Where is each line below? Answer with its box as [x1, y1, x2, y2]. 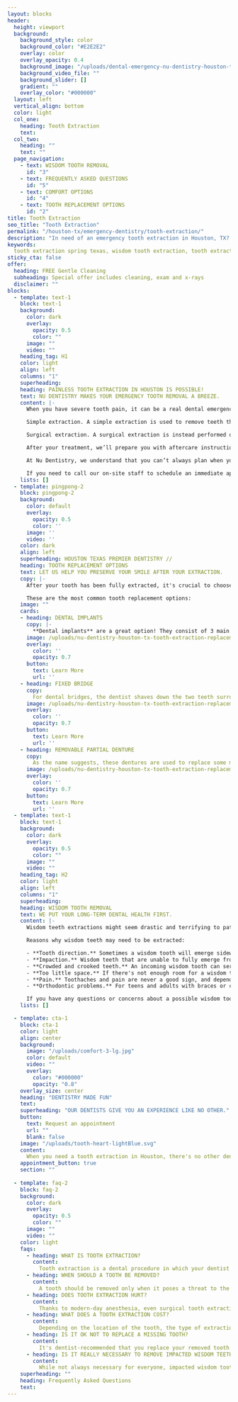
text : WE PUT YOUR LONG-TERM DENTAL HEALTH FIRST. [20, 911, 173, 918]
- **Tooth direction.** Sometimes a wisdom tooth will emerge [25, 950, 214, 957]
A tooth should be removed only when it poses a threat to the [38, 1284, 230, 1292]
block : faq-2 [20, 1186, 59, 1193]
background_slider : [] [20, 76, 87, 84]
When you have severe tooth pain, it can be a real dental [25, 405, 204, 413]
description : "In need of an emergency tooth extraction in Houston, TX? [7, 235, 230, 242]
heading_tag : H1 [20, 353, 69, 360]
